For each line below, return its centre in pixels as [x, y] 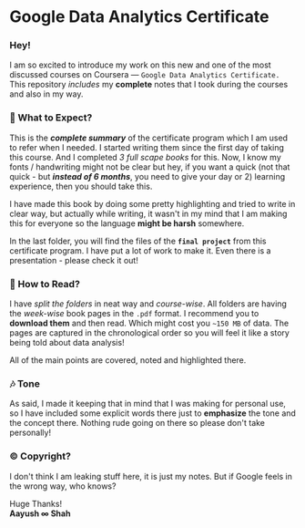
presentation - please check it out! [74, 260]
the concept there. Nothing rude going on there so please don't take [137, 423]
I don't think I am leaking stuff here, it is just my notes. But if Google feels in [151, 476]
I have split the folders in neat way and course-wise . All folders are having [148, 304]
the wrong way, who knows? [63, 486]
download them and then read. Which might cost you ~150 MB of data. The [149, 323]
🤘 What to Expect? [51, 118]
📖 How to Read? [45, 284]
